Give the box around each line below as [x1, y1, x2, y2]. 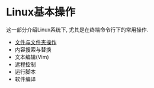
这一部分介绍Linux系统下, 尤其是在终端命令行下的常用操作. [6, 26, 149, 33]
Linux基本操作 [6, 5, 76, 19]
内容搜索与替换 [14, 45, 52, 53]
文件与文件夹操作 [14, 38, 57, 45]
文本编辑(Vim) [14, 53, 49, 60]
